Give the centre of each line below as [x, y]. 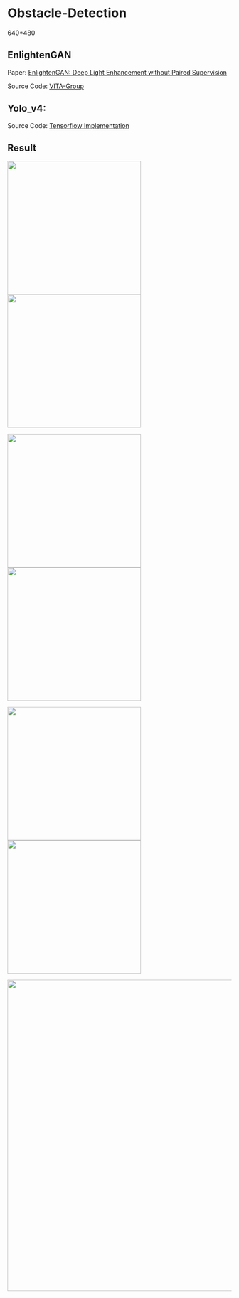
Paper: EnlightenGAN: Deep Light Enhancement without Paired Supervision [117, 72]
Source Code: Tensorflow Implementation [68, 125]
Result [22, 148]
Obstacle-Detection [67, 13]
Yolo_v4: [27, 108]
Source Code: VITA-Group [46, 86]
